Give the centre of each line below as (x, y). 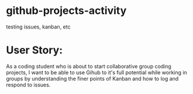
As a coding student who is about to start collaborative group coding (89, 66)
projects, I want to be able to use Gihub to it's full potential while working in (96, 72)
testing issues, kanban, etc (38, 27)
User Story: (35, 50)
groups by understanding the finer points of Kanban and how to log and (92, 78)
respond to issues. (28, 85)
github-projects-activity (66, 11)
